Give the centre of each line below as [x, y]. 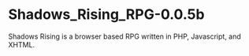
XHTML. [22, 44]
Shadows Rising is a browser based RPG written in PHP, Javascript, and [125, 36]
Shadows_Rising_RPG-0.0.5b [106, 15]
